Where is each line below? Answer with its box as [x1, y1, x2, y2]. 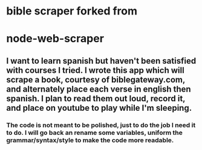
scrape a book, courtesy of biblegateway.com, [6, 74, 186, 85]
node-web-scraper [6, 32, 105, 46]
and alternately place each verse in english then [6, 84, 192, 94]
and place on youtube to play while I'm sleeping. [6, 102, 192, 113]
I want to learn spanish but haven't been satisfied [6, 55, 197, 66]
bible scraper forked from [6, 4, 138, 18]
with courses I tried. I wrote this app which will [6, 65, 184, 75]
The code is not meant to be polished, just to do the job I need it [6, 120, 196, 129]
